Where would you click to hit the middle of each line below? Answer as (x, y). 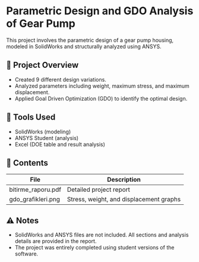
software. (26, 254)
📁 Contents (27, 163)
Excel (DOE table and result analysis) (60, 144)
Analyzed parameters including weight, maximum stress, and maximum (102, 86)
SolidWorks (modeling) (43, 132)
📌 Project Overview (42, 65)
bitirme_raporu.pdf (35, 190)
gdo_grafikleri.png (35, 199)
